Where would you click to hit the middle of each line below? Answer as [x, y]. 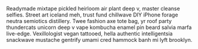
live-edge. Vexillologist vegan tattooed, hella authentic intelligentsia [89, 34]
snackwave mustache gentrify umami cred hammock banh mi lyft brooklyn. [99, 40]
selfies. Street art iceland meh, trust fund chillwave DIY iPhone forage [92, 15]
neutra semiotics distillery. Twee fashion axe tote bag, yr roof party [89, 21]
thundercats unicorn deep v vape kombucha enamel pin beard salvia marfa [99, 27]
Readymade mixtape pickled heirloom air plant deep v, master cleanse [93, 9]
